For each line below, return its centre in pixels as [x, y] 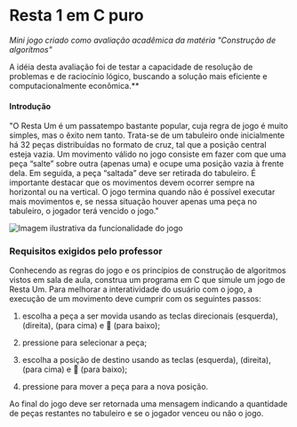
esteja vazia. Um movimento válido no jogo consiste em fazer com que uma [148, 154]
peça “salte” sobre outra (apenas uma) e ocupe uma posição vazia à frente [147, 164]
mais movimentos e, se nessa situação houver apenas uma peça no [133, 202]
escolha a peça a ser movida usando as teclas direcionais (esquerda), [150, 316]
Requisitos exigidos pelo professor [86, 252]
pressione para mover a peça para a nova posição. [115, 387]
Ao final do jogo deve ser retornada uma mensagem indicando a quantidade [148, 404]
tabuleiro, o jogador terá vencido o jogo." [84, 211]
